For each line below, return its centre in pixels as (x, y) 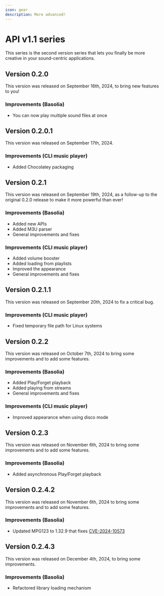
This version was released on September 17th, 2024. (59, 143)
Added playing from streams (42, 388)
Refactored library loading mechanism (52, 587)
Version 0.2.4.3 (30, 547)
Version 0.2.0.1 (29, 131)
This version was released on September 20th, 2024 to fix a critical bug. (80, 302)
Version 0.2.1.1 (28, 290)
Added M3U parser (32, 229)
